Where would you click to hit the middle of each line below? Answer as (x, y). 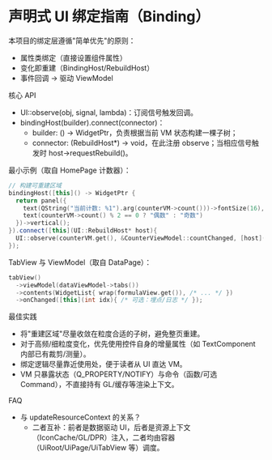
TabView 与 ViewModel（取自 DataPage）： (80, 262)
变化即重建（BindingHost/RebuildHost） (87, 68)
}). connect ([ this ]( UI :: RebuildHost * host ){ (83, 231)
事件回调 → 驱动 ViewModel (66, 78)
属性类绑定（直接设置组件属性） (73, 57)
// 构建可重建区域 (35, 185)
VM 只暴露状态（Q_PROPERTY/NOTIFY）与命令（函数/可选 (119, 374)
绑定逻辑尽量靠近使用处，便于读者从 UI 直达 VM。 (104, 364)
